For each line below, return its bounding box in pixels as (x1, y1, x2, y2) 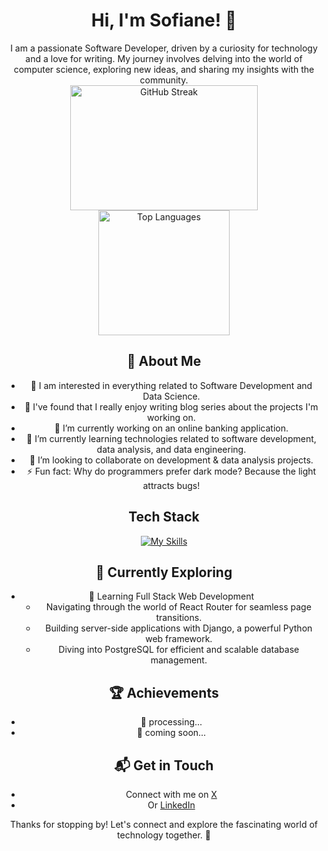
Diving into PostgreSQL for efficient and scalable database (58, 644, 300, 656)
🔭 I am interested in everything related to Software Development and (30, 379, 313, 391)
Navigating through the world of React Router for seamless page (45, 601, 312, 613)
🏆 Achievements (109, 684, 219, 701)
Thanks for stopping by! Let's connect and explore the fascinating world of (10, 819, 318, 830)
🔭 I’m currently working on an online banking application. (54, 422, 289, 434)
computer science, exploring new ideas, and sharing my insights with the (13, 63, 315, 75)
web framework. (145, 633, 213, 645)
